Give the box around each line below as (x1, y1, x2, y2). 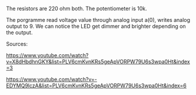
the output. (6, 29, 33, 36)
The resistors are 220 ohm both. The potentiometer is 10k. (6, 5, 147, 12)
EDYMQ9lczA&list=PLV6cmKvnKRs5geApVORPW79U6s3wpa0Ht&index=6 (6, 82, 187, 89)
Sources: (6, 41, 28, 47)
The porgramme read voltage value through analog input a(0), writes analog (6, 17, 190, 23)
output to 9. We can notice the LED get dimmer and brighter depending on (6, 23, 187, 30)
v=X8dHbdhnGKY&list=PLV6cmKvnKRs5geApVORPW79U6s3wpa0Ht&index (6, 58, 190, 65)
